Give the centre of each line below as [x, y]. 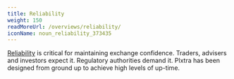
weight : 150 [25, 20]
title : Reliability [36, 14]
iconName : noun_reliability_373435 [60, 33]
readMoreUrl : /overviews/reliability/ [64, 27]
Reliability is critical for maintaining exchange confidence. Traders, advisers [117, 53]
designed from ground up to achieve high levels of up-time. [94, 68]
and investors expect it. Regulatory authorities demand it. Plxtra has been [114, 61]
